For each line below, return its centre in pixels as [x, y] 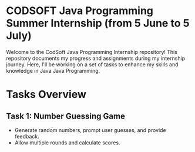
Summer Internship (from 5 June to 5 [98, 23]
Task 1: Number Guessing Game [65, 116]
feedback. [27, 136]
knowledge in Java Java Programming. [53, 70]
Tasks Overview [46, 94]
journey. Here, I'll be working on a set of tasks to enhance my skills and [92, 64]
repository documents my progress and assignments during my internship [96, 58]
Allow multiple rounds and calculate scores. [67, 143]
